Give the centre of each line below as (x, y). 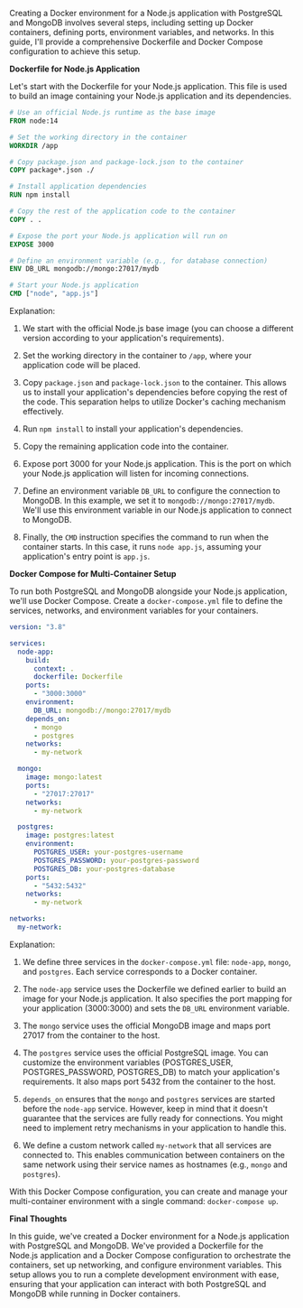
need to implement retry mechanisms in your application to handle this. (154, 1127)
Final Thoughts (38, 1219)
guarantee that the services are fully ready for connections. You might (152, 1118)
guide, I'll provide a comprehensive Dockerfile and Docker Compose (136, 42)
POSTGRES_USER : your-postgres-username (108, 852)
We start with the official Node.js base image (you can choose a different (158, 328)
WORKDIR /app (34, 145)
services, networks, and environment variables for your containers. (134, 610)
